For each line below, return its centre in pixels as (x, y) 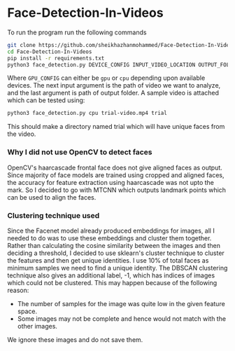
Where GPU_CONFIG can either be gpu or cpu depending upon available (106, 78)
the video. (22, 134)
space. (27, 311)
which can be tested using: (46, 100)
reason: (18, 290)
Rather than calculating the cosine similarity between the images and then (114, 245)
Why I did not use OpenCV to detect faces (80, 152)
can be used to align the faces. (52, 197)
